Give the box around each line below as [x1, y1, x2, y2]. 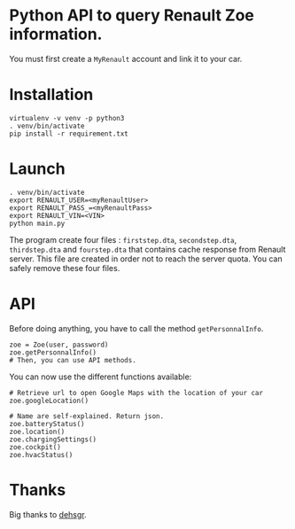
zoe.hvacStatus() [9, 450, 74, 459]
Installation [9, 85, 94, 105]
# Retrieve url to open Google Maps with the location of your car [9, 388, 264, 397]
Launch [9, 159, 66, 179]
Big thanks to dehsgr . [9, 509, 87, 519]
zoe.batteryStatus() [9, 419, 86, 428]
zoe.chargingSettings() [9, 435, 97, 444]
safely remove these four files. [9, 262, 120, 273]
